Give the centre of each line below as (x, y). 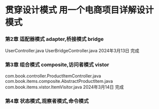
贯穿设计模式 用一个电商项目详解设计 (79, 10)
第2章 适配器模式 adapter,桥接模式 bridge (55, 39)
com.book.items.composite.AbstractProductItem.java (59, 81)
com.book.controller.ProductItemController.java (53, 76)
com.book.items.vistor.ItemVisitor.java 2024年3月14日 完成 (64, 87)
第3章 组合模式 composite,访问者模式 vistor (57, 65)
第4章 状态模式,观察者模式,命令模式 (47, 101)
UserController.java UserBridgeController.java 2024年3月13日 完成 (72, 51)
